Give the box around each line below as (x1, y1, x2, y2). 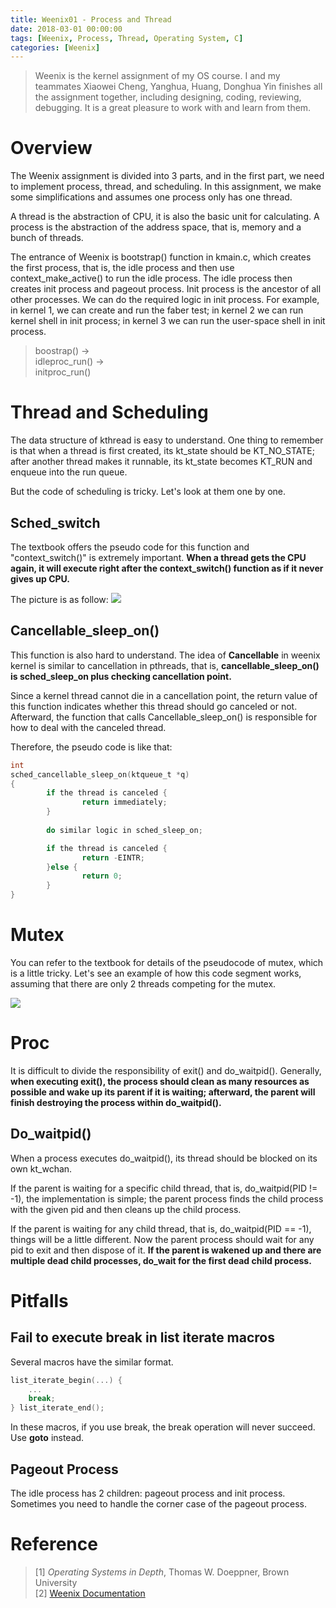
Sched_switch (10, 514, 101, 531)
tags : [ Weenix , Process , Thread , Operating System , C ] (10, 33, 244, 43)
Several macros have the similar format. (10, 1356, 174, 1368)
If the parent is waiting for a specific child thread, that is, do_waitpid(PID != (10, 1182, 318, 1194)
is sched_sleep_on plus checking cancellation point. (10, 670, 232, 682)
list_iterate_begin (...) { (10, 1375, 123, 1385)
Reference (10, 1533, 98, 1556)
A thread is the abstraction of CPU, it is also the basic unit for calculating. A (10, 211, 320, 223)
